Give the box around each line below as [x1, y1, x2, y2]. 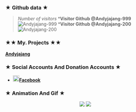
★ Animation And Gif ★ [5, 90, 65, 97]
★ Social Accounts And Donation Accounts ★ [5, 63, 121, 70]
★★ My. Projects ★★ [5, 39, 61, 46]
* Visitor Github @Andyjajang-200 [58, 21, 131, 27]
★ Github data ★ [5, 4, 48, 11]
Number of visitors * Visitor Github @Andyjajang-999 [17, 16, 131, 22]
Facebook [19, 77, 41, 83]
